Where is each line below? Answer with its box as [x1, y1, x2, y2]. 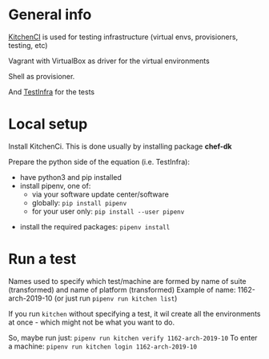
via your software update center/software [31, 189, 170, 199]
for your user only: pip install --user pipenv [31, 206, 185, 216]
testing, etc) [8, 40, 48, 50]
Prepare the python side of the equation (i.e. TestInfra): [8, 157, 191, 166]
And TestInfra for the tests [8, 86, 94, 97]
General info [8, 6, 92, 24]
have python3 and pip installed [19, 172, 122, 181]
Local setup [8, 115, 88, 134]
